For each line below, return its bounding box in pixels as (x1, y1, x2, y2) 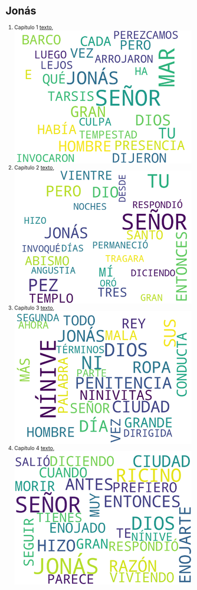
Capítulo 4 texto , (14, 445, 55, 452)
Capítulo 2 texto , (14, 164, 54, 171)
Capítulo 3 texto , (14, 304, 55, 311)
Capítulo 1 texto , (14, 24, 54, 31)
